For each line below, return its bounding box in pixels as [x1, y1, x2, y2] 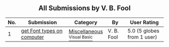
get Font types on [21, 27, 63, 34]
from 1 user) [127, 33, 157, 40]
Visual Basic [68, 34, 93, 39]
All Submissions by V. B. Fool [38, 4, 131, 12]
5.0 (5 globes [127, 27, 160, 34]
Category [74, 18, 98, 25]
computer [21, 33, 44, 40]
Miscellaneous [68, 27, 103, 34]
